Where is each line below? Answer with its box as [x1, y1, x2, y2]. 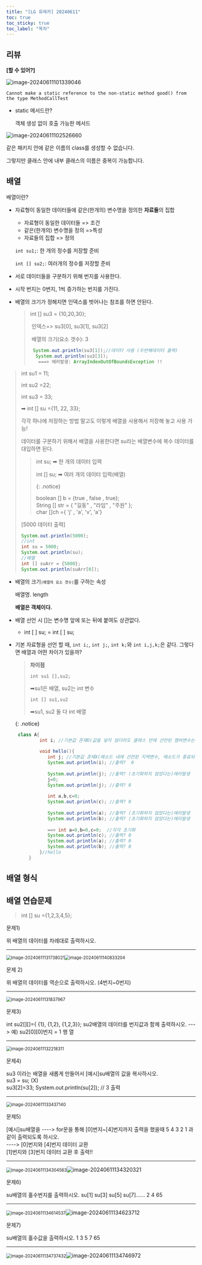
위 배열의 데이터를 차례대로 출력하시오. [6, 937, 96, 944]
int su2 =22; [20, 381, 51, 389]
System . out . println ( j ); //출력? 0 [47, 782, 132, 788]
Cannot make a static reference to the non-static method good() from [6, 90, 187, 96]
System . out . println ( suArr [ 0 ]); [20, 566, 100, 573]
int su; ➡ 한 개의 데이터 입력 [35, 457, 102, 465]
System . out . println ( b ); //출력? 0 [47, 844, 132, 850]
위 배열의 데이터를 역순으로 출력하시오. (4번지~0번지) [6, 979, 131, 986]
